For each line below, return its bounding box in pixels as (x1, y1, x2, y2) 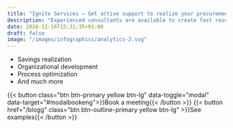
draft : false (7, 29, 45, 37)
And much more (17, 77, 64, 86)
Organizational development (17, 63, 98, 71)
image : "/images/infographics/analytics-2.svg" (7, 36, 148, 43)
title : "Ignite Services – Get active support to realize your (7, 10, 194, 17)
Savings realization (17, 55, 72, 63)
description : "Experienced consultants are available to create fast (7, 17, 213, 24)
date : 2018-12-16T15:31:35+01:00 (7, 23, 104, 30)
